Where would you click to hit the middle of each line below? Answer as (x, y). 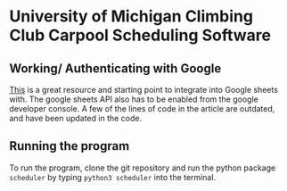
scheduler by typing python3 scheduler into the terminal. (113, 177)
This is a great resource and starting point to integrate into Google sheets (144, 90)
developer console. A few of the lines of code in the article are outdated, (142, 108)
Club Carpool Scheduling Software (140, 35)
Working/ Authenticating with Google (115, 68)
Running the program (70, 146)
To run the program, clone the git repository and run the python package (143, 168)
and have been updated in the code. (76, 118)
